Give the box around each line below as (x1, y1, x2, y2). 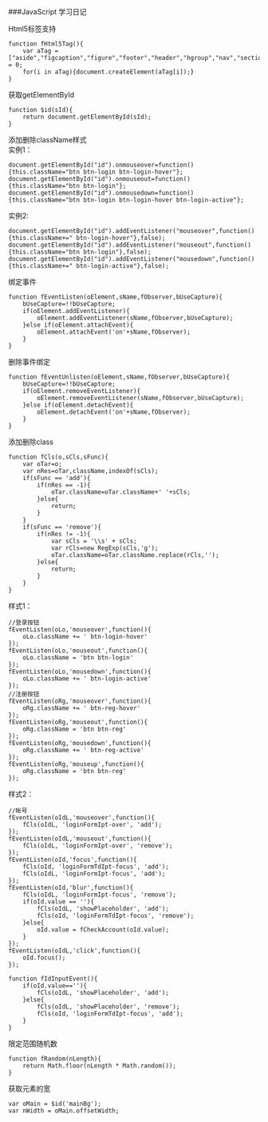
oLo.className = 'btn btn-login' (22, 654, 134, 662)
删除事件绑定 (8, 357, 50, 367)
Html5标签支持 (8, 24, 57, 34)
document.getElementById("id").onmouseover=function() (8, 161, 195, 169)
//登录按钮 (8, 619, 40, 627)
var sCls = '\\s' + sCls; (50, 537, 137, 545)
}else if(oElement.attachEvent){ (22, 321, 134, 329)
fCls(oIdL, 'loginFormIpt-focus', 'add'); (22, 870, 166, 878)
